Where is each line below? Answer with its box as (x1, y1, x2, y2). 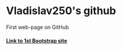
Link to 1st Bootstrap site (6, 37, 67, 44)
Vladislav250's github (6, 4, 116, 18)
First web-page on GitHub (6, 24, 69, 31)
